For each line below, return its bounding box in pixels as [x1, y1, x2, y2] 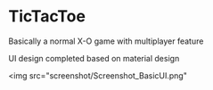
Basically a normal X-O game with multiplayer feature [8, 36, 204, 46]
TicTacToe [8, 6, 86, 27]
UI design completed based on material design [8, 53, 180, 63]
